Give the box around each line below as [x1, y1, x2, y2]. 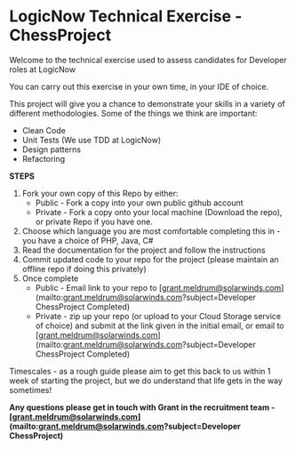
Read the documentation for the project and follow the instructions [21, 245, 266, 255]
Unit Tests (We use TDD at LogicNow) [21, 134, 162, 145]
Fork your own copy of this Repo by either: [21, 188, 179, 198]
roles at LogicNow [9, 64, 76, 75]
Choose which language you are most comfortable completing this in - [21, 225, 281, 237]
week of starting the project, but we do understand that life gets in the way [9, 375, 283, 386]
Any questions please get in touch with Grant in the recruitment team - [9, 402, 276, 413]
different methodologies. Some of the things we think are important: [9, 108, 258, 118]
